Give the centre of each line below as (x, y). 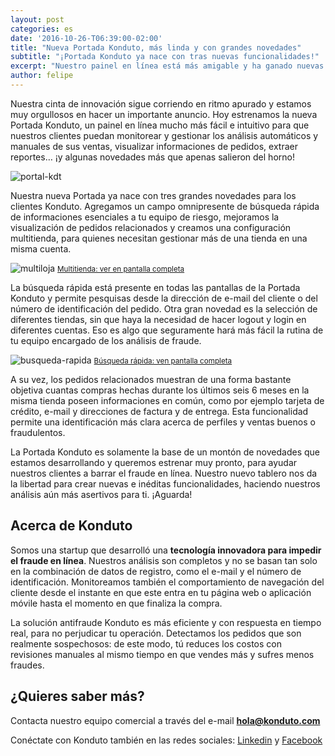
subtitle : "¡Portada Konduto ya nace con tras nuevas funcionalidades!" (165, 57)
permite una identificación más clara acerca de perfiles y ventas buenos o (163, 422)
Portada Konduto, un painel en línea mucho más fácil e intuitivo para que (160, 125)
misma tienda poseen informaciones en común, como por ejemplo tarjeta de (167, 400)
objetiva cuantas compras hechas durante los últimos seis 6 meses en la (160, 390)
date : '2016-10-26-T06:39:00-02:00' (86, 38)
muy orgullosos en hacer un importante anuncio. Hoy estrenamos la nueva (164, 114)
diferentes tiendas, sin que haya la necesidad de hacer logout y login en (158, 319)
